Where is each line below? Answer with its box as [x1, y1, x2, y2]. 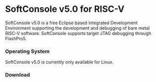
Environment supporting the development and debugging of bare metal [5, 25, 150, 31]
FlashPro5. [5, 36, 27, 41]
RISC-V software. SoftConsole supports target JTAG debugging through [5, 30, 152, 36]
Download [5, 72, 31, 79]
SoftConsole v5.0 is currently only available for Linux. [5, 59, 114, 65]
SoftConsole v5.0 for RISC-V [5, 3, 125, 15]
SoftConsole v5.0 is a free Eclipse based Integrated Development [5, 20, 138, 26]
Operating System [5, 48, 50, 55]
